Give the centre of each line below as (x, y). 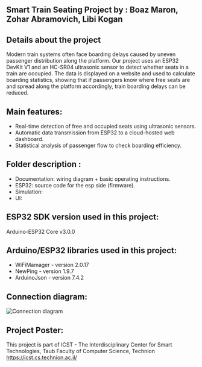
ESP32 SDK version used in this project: (83, 217)
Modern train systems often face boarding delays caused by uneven (91, 54)
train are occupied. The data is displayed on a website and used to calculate (101, 74)
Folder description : (44, 164)
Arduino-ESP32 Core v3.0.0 (41, 231)
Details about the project (54, 39)
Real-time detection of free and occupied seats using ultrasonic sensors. (106, 127)
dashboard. (29, 139)
